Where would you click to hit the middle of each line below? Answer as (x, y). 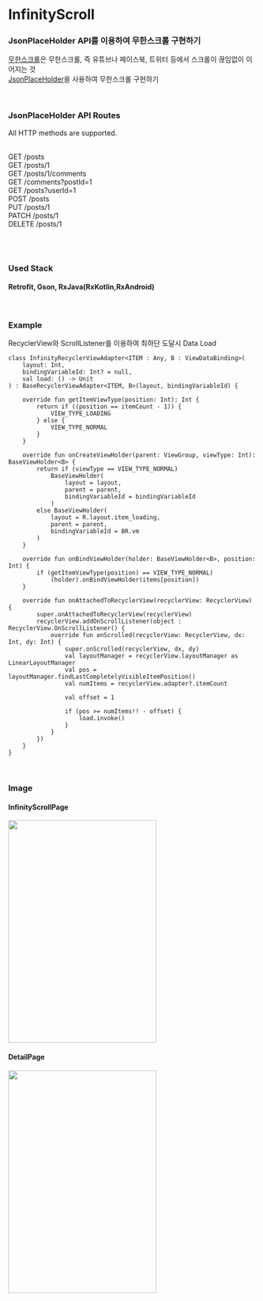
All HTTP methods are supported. (63, 133)
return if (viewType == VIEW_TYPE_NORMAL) (107, 469)
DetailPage (26, 1056)
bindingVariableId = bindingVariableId (130, 497)
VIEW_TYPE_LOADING (81, 414)
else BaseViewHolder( (72, 511)
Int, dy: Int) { (35, 643)
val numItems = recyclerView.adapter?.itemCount (146, 684)
